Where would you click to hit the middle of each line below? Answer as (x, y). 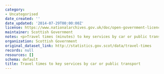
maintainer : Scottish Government (39, 32)
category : (15, 9)
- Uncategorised (21, 14)
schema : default (21, 59)
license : (14, 28)
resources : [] (20, 55)
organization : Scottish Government (41, 41)
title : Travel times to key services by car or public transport (73, 64)
